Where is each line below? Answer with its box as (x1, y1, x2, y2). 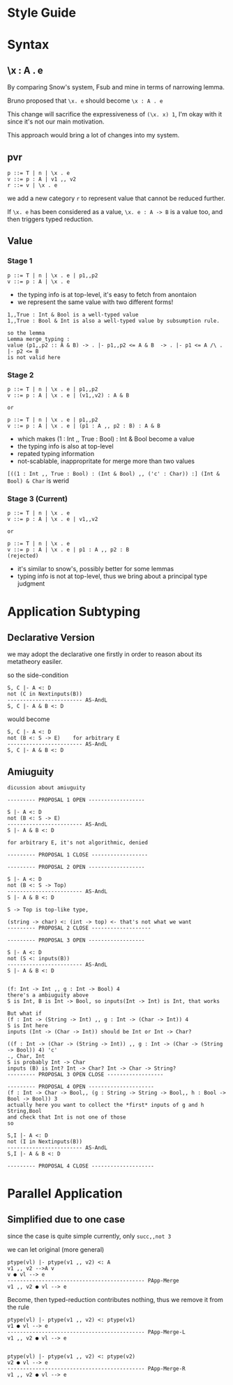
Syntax (7, 37, 50, 53)
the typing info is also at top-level (17, 441, 114, 451)
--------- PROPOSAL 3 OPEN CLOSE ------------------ (7, 1071, 164, 1078)
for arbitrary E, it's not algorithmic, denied (7, 839, 149, 847)
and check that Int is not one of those (7, 1114, 127, 1121)
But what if (7, 1010, 42, 1017)
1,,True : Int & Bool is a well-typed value (7, 311, 139, 318)
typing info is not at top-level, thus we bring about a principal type (17, 572, 208, 580)
